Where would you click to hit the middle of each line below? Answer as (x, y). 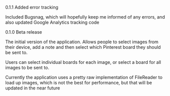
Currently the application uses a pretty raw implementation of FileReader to (84, 77)
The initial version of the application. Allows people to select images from (82, 42)
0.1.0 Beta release (24, 32)
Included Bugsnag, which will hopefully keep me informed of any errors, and (85, 17)
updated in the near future (33, 88)
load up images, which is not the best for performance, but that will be (79, 83)
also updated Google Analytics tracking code (53, 22)
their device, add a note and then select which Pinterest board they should (83, 47)
